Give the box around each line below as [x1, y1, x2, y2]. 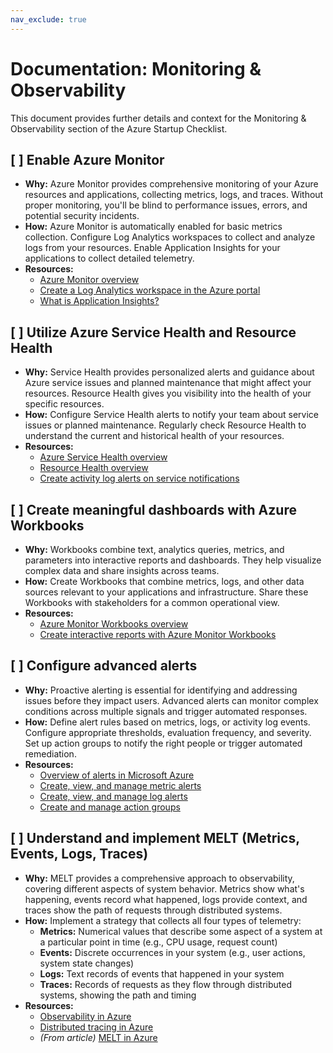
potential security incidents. [24, 210, 140, 222]
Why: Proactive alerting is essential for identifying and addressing [24, 684, 298, 696]
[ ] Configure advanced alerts [10, 657, 198, 675]
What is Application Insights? [39, 295, 160, 307]
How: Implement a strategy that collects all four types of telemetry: [24, 914, 302, 926]
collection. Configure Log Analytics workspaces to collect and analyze [24, 231, 316, 243]
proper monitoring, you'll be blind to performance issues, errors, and [24, 199, 308, 211]
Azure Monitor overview [39, 274, 140, 286]
